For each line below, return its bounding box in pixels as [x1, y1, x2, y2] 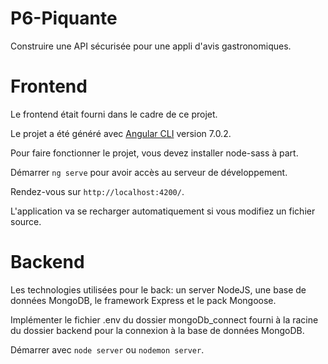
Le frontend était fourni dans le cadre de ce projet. [10, 108, 218, 120]
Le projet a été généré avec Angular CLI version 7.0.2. [10, 127, 232, 139]
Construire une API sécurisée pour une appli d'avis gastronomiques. [10, 40, 292, 52]
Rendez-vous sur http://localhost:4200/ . [10, 185, 185, 197]
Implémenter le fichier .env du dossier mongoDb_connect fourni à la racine [10, 313, 319, 326]
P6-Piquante [10, 7, 118, 30]
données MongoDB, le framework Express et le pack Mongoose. [10, 294, 277, 306]
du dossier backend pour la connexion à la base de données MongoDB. [10, 324, 305, 336]
